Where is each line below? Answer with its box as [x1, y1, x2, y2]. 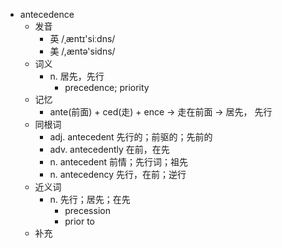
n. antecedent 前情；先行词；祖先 [49, 156, 189, 168]
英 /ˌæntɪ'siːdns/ [49, 33, 116, 44]
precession [64, 205, 111, 216]
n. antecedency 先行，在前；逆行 [49, 169, 187, 180]
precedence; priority [64, 82, 150, 93]
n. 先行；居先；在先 [49, 194, 131, 205]
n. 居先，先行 [49, 70, 105, 82]
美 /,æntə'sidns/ [49, 45, 116, 57]
